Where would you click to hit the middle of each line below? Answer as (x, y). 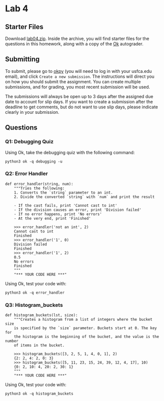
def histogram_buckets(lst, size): (41, 315)
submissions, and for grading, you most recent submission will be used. (78, 87)
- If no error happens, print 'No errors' (58, 214)
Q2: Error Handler (27, 174)
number (12, 341)
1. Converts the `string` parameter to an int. (63, 193)
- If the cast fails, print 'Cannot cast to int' (66, 205)
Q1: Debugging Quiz (29, 142)
